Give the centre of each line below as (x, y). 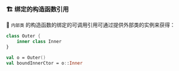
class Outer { (24, 36)
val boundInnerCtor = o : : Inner (44, 63)
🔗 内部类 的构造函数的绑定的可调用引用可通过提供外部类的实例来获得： (91, 25)
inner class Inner (39, 42)
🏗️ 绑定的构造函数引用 (37, 9)
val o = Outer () (26, 58)
